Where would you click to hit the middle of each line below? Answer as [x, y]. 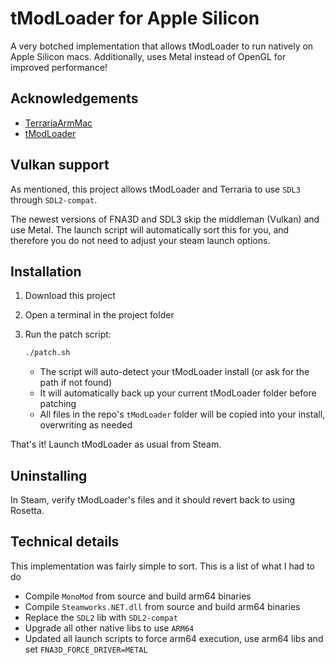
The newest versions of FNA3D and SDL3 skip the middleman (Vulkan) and [165, 219]
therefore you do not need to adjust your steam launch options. [140, 240]
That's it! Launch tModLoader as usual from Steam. [116, 444]
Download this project [70, 296]
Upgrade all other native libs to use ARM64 [109, 628]
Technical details [65, 542]
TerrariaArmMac [58, 123]
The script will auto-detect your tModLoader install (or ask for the [174, 372]
